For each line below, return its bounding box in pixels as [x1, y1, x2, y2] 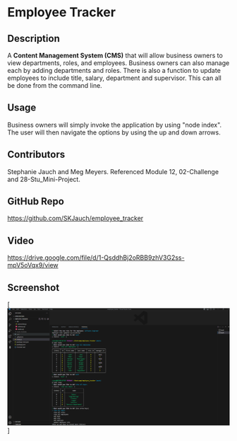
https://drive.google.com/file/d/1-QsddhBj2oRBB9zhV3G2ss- [7, 253, 185, 262]
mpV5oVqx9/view [7, 261, 59, 270]
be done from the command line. [7, 81, 102, 89]
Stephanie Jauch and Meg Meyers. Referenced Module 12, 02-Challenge [7, 167, 219, 176]
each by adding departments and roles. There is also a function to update [7, 67, 221, 74]
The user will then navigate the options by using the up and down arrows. [7, 128, 221, 137]
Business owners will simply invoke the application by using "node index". [7, 120, 222, 129]
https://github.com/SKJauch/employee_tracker [7, 214, 144, 223]
